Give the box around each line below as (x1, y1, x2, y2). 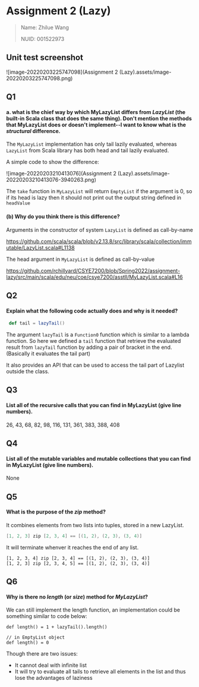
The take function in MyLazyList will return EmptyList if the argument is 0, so (6, 188, 192, 195)
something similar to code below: (6, 613, 87, 620)
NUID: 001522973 (20, 35, 65, 42)
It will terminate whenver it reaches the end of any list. (6, 544, 139, 551)
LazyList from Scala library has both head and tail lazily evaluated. (6, 147, 169, 154)
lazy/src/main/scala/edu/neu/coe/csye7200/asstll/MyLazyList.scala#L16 (6, 273, 183, 281)
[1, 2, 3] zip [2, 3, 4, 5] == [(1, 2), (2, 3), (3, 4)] (6, 560, 150, 566)
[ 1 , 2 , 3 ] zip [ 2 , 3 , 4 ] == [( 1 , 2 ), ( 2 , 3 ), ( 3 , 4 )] (6, 533, 143, 539)
